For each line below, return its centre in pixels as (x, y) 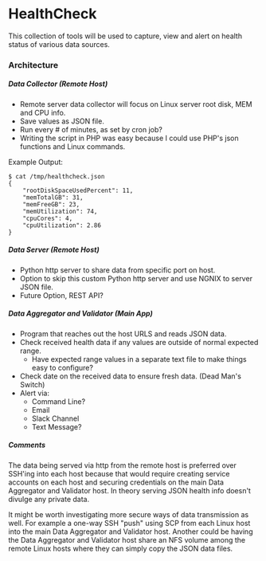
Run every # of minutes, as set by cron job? (91, 129)
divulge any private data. (49, 499)
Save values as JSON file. (62, 121)
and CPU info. (43, 112)
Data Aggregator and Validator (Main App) (80, 314)
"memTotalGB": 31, (53, 197)
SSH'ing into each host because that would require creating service (119, 473)
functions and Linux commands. (72, 146)
